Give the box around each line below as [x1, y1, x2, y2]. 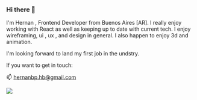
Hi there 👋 [6, 5, 36, 14]
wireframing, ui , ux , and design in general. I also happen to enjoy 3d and [6, 32, 189, 39]
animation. [6, 39, 33, 46]
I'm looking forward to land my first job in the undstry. [6, 50, 140, 57]
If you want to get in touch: [6, 61, 73, 69]
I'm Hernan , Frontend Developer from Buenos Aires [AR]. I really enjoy [6, 19, 182, 27]
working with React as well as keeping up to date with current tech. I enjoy [6, 25, 191, 33]
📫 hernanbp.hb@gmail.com [6, 73, 77, 81]
